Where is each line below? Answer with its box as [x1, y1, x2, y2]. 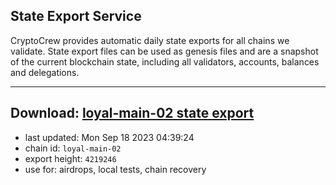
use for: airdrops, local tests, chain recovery [24, 163, 207, 175]
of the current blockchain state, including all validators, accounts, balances [10, 55, 320, 68]
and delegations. [10, 66, 80, 78]
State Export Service [10, 8, 142, 25]
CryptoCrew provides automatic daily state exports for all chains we [10, 34, 290, 46]
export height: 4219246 [24, 152, 117, 164]
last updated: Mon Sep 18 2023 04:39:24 [24, 131, 195, 143]
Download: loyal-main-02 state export [10, 105, 255, 122]
